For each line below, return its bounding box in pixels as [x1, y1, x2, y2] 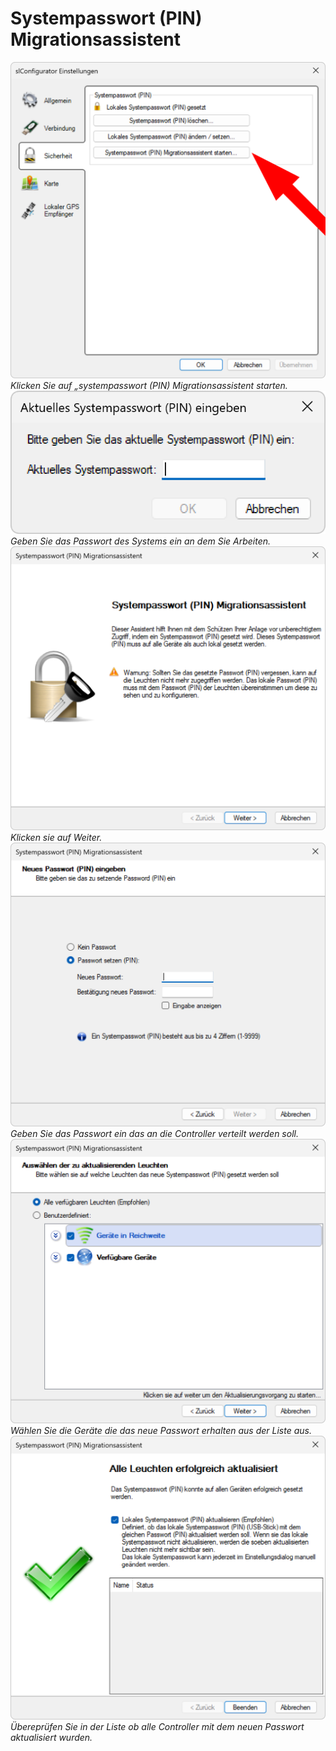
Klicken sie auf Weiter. [10, 831, 103, 843]
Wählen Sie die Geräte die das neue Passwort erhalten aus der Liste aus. [10, 1424, 312, 1436]
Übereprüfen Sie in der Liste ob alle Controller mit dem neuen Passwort [10, 1720, 305, 1732]
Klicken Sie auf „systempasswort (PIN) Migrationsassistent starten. [10, 379, 288, 391]
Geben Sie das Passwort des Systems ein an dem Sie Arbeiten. [10, 535, 272, 547]
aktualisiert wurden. [10, 1731, 93, 1743]
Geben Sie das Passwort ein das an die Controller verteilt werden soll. [10, 1128, 299, 1140]
